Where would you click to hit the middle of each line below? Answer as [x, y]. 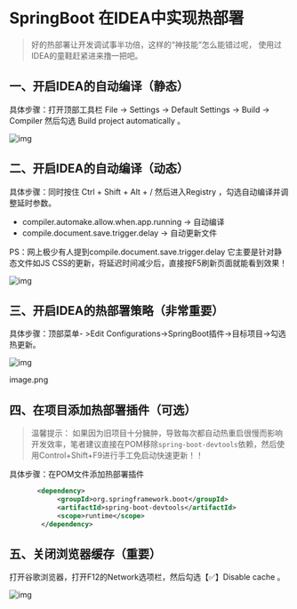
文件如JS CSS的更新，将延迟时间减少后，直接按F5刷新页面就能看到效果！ [152, 262]
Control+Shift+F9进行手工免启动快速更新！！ [121, 455]
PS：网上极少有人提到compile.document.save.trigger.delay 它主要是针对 [142, 252]
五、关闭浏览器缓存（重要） [85, 553]
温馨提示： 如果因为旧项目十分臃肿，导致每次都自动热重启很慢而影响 [157, 433]
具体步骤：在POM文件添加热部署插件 [77, 474]
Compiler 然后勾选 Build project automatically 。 [97, 120]
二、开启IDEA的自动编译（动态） [99, 168]
